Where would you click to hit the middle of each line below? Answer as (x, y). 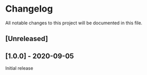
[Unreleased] (27, 39)
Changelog (29, 9)
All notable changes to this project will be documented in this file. (74, 23)
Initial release (19, 68)
